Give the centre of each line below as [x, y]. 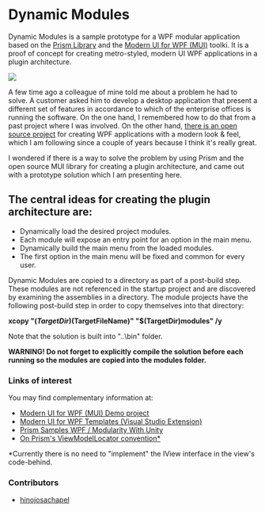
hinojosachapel [44, 500]
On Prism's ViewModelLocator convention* [90, 438]
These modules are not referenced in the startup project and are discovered [132, 288]
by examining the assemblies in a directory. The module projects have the [128, 297]
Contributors [34, 483]
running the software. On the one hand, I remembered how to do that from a [132, 117]
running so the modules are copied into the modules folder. [108, 360]
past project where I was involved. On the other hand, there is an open [123, 125]
